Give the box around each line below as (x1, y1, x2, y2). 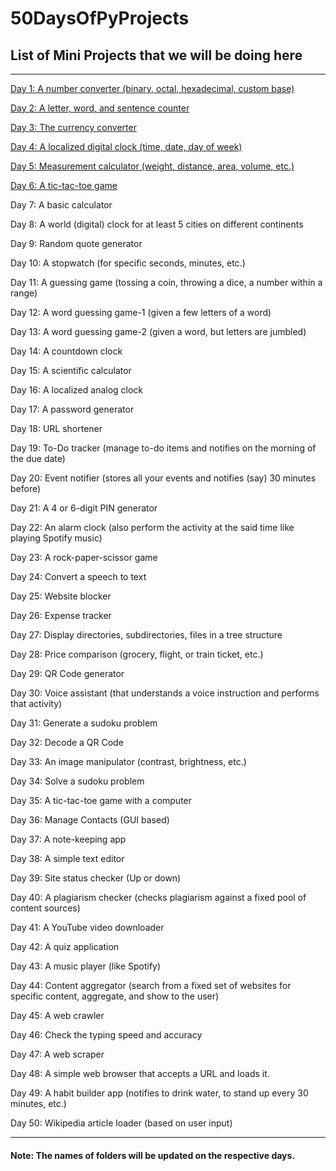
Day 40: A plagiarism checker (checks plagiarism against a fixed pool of (10, 892, 307, 903)
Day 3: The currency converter (10, 122, 137, 133)
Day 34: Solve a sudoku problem (10, 775, 145, 787)
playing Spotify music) (10, 532, 103, 544)
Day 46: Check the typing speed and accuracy (10, 1029, 203, 1041)
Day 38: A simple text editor (10, 853, 125, 864)
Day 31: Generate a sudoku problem (10, 717, 158, 729)
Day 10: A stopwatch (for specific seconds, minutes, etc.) (10, 257, 246, 269)
